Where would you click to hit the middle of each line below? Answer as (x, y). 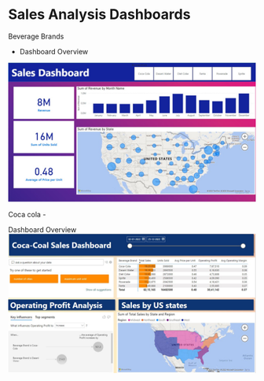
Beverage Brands (36, 36)
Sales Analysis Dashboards (99, 15)
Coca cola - (27, 215)
